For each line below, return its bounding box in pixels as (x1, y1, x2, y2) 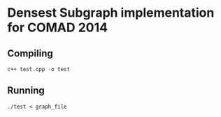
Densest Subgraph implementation (7, 5, 215, 21)
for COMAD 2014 (7, 19, 108, 36)
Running (7, 85, 45, 97)
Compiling (7, 47, 54, 59)
